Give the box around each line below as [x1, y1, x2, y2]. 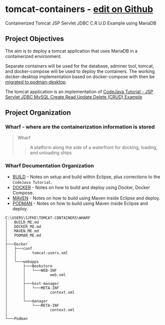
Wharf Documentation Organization [5, 162, 94, 169]
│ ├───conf [5, 246, 32, 251]
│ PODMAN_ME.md [5, 233, 41, 238]
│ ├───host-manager [5, 281, 59, 286]
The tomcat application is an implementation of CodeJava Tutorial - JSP [5, 89, 153, 95]
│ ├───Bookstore [5, 263, 52, 268]
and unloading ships [29, 150, 72, 156]
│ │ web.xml [5, 272, 66, 277]
